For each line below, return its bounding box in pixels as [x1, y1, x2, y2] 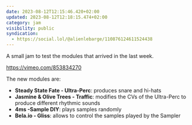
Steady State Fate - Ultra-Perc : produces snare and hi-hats [14, 87, 162, 94]
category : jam [6, 20, 42, 25]
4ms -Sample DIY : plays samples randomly [14, 106, 122, 113]
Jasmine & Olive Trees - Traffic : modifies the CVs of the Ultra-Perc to [14, 93, 186, 100]
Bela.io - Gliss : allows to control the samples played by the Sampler [14, 112, 181, 119]
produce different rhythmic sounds [14, 100, 100, 107]
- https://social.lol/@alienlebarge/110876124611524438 [11, 36, 153, 42]
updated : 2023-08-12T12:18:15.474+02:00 [6, 14, 108, 20]
